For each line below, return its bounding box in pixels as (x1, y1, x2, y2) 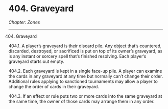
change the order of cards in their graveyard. (8, 83, 99, 89)
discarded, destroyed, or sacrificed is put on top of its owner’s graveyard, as (8, 48, 163, 54)
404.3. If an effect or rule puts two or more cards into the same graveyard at (8, 93, 163, 99)
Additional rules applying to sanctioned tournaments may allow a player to (8, 78, 158, 84)
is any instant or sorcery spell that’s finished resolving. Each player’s (8, 53, 146, 59)
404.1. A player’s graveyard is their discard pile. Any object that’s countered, (8, 43, 162, 49)
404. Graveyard (8, 3, 74, 14)
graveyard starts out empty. (8, 58, 65, 64)
